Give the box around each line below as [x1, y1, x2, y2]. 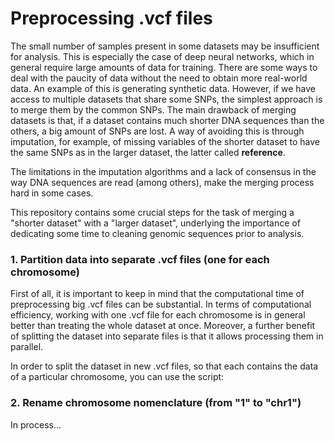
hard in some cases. [10, 187, 94, 199]
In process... [10, 418, 62, 431]
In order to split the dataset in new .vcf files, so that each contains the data [10, 360, 319, 372]
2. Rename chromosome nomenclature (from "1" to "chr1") [10, 396, 302, 410]
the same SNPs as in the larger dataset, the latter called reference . [10, 146, 286, 158]
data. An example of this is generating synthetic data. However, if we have [10, 82, 316, 94]
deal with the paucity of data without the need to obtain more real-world [10, 72, 308, 84]
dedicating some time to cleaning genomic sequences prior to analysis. [10, 227, 305, 239]
